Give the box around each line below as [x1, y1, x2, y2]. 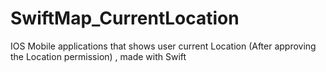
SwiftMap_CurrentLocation [10, 7, 240, 30]
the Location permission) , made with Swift [10, 50, 187, 62]
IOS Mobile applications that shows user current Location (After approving [10, 40, 317, 52]
